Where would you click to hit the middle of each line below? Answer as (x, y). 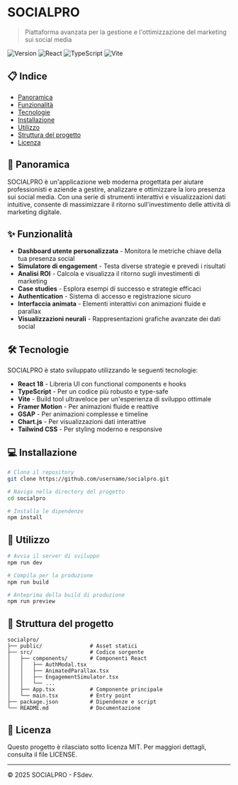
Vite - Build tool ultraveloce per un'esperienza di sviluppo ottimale (114, 399)
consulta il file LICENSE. (42, 754)
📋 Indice (27, 76)
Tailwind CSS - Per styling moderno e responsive (90, 429)
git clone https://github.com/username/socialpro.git (89, 479)
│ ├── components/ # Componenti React (77, 659)
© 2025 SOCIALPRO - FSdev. (51, 774)
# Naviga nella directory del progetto (66, 491)
